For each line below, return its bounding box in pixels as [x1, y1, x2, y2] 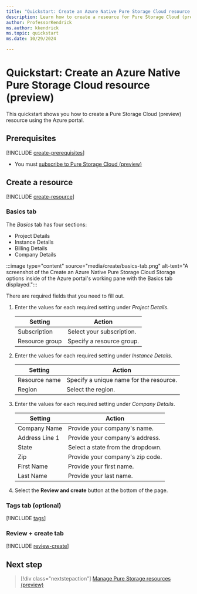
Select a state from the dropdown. [67, 443, 162, 451]
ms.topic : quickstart [6, 30, 59, 36]
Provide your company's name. [67, 424, 154, 432]
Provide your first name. [67, 462, 134, 470]
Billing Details [14, 244, 48, 252]
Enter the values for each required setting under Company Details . [14, 400, 175, 407]
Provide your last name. [67, 472, 133, 480]
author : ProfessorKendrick [6, 19, 72, 25]
